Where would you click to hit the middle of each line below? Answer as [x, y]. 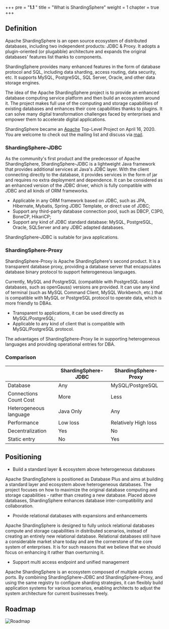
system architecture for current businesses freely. [57, 593]
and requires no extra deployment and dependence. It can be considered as [84, 180]
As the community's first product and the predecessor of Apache [73, 159]
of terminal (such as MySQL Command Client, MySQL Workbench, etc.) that [84, 293]
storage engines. [23, 82]
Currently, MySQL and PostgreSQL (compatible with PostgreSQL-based [79, 282]
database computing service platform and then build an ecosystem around [82, 98]
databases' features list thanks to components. [54, 57]
